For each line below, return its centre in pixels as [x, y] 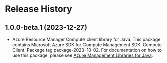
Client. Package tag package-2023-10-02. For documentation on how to [87, 50]
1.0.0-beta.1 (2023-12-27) [46, 28]
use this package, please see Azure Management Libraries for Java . [82, 55]
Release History [38, 9]
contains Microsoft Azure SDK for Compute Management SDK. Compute [87, 45]
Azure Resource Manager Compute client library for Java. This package [86, 39]
